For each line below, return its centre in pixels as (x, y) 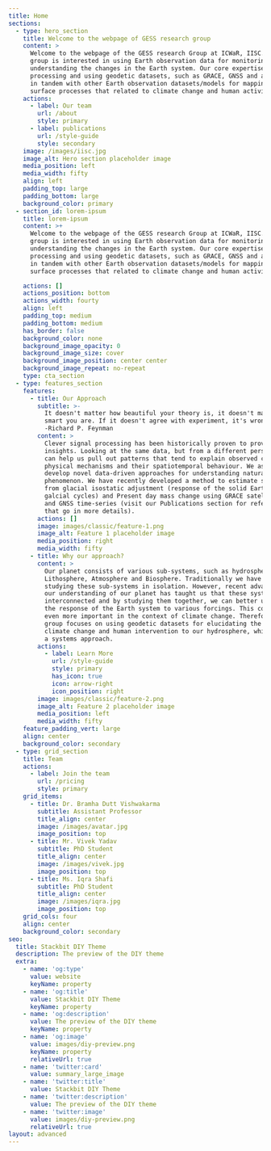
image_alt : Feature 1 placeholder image (106, 534)
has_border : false (54, 331)
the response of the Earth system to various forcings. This (149, 609)
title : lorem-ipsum (56, 219)
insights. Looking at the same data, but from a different (146, 451)
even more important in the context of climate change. (140, 616)
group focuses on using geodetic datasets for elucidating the (153, 624)
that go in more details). (90, 511)
